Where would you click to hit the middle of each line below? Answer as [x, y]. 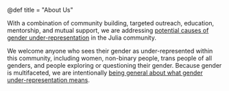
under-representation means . [49, 80]
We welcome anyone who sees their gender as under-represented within [110, 51]
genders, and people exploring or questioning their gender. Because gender [114, 65]
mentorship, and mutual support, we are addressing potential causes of [108, 30]
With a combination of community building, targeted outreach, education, [111, 23]
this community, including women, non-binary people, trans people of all [110, 58]
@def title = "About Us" [40, 10]
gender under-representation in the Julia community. [82, 38]
